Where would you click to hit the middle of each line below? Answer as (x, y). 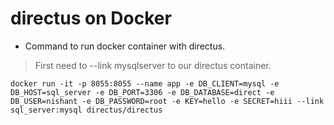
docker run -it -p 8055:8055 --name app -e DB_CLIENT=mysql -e (145, 83)
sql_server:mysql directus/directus (86, 110)
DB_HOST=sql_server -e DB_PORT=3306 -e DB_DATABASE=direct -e (142, 92)
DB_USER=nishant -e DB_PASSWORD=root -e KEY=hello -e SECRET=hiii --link (167, 101)
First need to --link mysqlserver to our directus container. (153, 65)
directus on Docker (91, 18)
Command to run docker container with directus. (125, 46)
